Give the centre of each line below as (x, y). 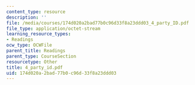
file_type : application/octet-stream (53, 28)
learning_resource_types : (38, 34)
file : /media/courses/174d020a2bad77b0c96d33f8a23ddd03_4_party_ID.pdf (97, 23)
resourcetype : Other (32, 62)
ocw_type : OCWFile (29, 45)
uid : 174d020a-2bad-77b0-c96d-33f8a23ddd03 (61, 73)
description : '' (26, 17)
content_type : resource (36, 12)
